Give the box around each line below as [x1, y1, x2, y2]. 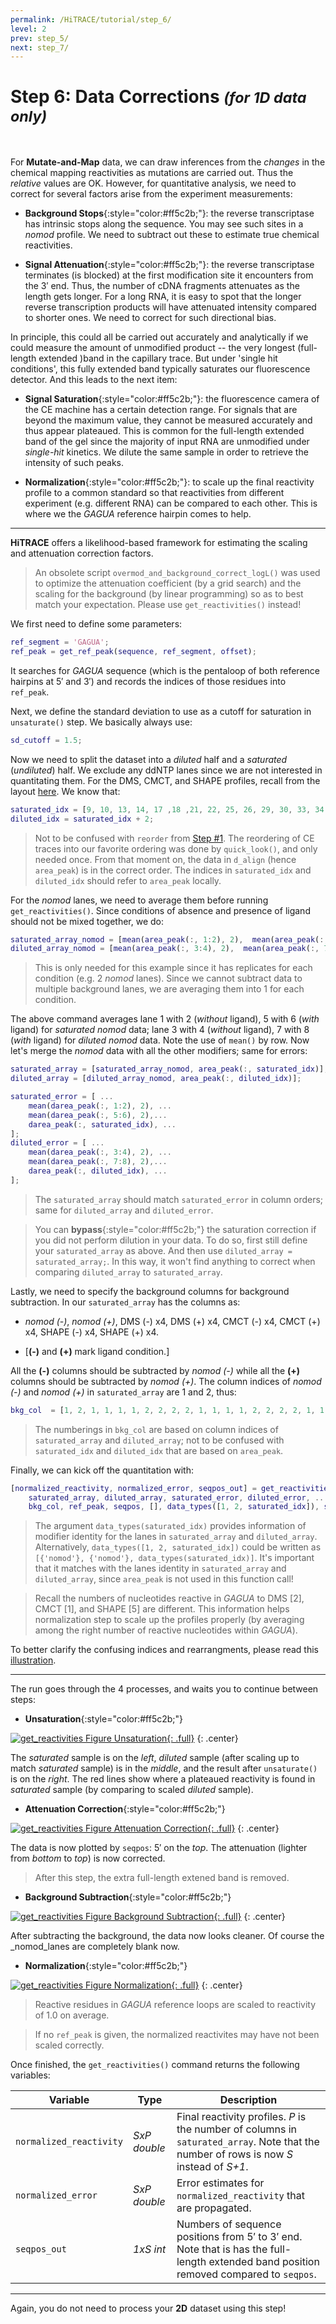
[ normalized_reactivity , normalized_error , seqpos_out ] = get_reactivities [10, 1483, 333, 1493]
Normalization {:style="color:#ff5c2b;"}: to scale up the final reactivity [24, 476, 315, 488]
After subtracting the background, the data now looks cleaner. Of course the [10, 1930, 325, 1942]
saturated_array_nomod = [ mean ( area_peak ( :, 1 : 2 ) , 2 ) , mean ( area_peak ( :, [10, 934, 329, 945]
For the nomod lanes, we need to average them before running [10, 894, 269, 906]
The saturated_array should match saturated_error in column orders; [34, 1193, 324, 1205]
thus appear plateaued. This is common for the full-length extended [24, 425, 305, 437]
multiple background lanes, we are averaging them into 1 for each [34, 983, 305, 995]
